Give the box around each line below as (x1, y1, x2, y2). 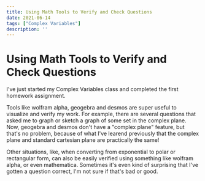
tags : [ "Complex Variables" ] (6, 20, 81, 26)
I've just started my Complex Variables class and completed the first (6, 86, 179, 93)
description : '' (6, 26, 48, 32)
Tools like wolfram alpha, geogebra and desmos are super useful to (6, 104, 177, 111)
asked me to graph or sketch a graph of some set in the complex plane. (6, 117, 187, 124)
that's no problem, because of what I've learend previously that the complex (6, 130, 199, 138)
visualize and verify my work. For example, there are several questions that (6, 111, 196, 118)
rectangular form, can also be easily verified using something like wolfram (6, 155, 193, 162)
